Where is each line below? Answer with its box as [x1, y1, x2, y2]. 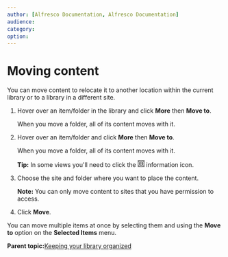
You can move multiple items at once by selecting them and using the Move [7, 221, 221, 230]
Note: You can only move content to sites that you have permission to [16, 188, 214, 196]
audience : [7, 18, 36, 25]
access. [16, 194, 40, 203]
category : [7, 25, 36, 32]
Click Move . [16, 208, 51, 216]
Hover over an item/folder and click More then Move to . [16, 133, 175, 142]
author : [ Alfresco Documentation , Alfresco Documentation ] [7, 11, 179, 18]
